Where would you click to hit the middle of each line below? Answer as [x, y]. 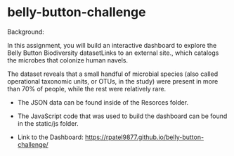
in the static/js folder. [48, 123]
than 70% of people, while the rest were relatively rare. [87, 89]
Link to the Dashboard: [50, 137]
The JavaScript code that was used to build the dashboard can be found [122, 116]
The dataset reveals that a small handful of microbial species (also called [113, 74]
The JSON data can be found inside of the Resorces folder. [103, 102]
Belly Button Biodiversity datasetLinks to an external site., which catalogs [113, 53]
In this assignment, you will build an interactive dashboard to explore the [112, 45]
